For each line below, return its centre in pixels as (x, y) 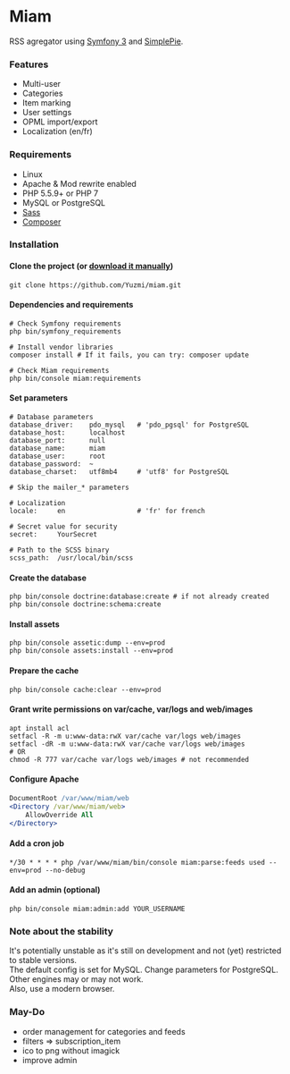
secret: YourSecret (54, 535)
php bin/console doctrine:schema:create (86, 605)
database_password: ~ (51, 464)
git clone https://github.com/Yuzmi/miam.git (95, 285)
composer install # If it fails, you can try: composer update (129, 355)
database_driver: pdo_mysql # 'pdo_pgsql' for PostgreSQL (129, 425)
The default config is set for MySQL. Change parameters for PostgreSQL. (144, 970)
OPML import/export (60, 122)
